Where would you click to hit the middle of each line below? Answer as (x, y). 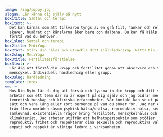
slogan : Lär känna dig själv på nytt (43, 14)
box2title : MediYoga (26, 46)
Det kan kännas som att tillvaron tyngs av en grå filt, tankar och (80, 28)
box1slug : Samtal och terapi (34, 41)
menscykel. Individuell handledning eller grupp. (60, 73)
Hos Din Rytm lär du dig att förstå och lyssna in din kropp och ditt (82, 91)
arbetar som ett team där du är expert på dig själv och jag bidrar (80, 95)
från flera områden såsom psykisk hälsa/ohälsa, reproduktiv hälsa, (80, 109)
